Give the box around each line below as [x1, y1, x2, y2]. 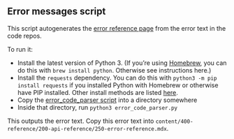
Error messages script [7, 6, 106, 17]
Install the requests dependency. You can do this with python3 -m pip [17, 73, 217, 82]
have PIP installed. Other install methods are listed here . [17, 88, 178, 96]
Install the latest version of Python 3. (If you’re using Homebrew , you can [17, 59, 227, 67]
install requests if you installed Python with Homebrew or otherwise [17, 80, 219, 89]
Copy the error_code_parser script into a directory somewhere [17, 96, 198, 104]
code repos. [7, 31, 42, 40]
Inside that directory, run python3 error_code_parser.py [17, 103, 178, 111]
